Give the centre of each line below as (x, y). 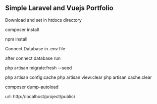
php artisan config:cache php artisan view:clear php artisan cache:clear (78, 77)
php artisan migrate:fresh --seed (39, 68)
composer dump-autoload (32, 87)
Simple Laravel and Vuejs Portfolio (59, 8)
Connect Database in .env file (35, 48)
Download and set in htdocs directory (43, 20)
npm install (16, 39)
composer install (22, 30)
